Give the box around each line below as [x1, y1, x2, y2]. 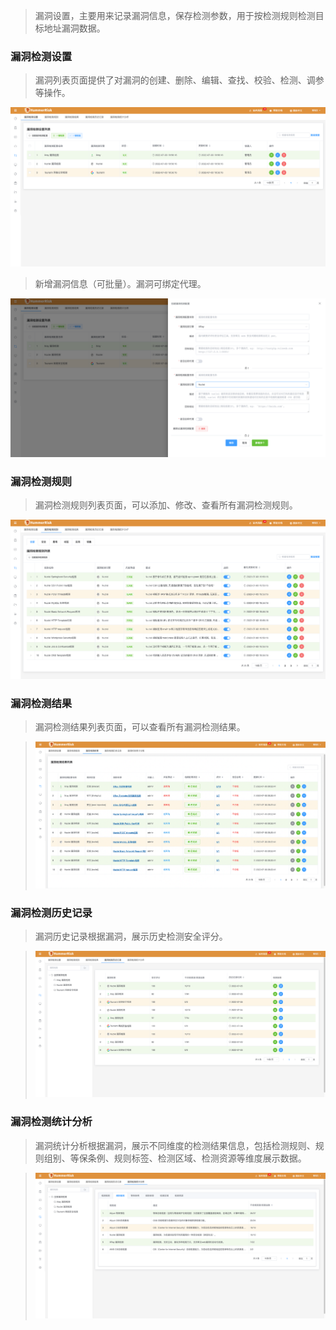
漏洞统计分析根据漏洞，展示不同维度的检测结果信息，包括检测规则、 [34, 1139, 316, 1151]
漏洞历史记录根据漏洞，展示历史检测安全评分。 [34, 930, 228, 942]
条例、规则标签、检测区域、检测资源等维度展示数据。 [87, 1152, 307, 1164]
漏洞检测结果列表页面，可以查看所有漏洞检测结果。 [34, 721, 246, 733]
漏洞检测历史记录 [10, 905, 93, 919]
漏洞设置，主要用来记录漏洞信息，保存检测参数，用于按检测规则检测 [34, 10, 316, 21]
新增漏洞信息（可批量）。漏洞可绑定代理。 [34, 277, 207, 289]
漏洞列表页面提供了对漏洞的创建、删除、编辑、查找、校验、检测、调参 [34, 74, 325, 86]
